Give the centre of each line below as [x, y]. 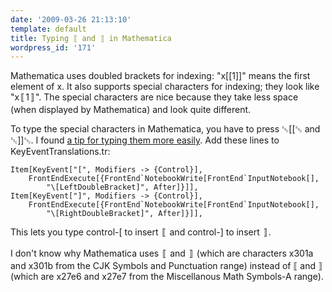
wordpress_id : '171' [53, 47]
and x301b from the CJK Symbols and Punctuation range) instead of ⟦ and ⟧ [166, 266]
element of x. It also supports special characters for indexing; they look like [165, 87]
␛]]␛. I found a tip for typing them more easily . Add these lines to [145, 140]
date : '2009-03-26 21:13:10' [71, 19]
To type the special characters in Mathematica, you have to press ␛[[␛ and [165, 129]
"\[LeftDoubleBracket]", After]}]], [122, 187]
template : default [48, 29]
